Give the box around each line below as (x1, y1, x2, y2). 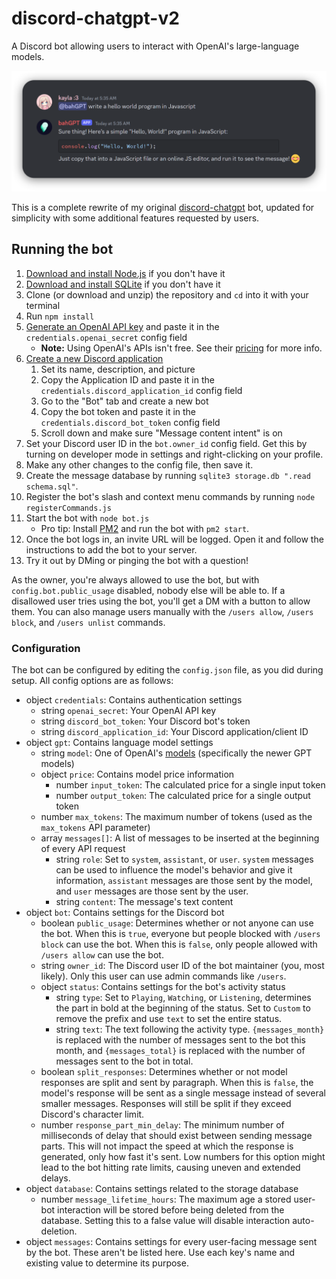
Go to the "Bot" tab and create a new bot (40, 395, 209, 407)
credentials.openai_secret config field (25, 331, 188, 343)
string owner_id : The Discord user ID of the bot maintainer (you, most (40, 960, 325, 972)
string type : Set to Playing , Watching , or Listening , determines (55, 992, 312, 1004)
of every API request (40, 843, 126, 855)
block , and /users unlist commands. (11, 616, 166, 628)
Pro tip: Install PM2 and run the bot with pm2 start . (40, 522, 250, 534)
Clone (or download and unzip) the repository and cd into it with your (25, 288, 309, 301)
